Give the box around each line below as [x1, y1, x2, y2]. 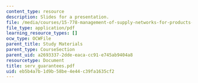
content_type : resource [6, 8, 65, 15]
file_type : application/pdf [6, 25, 75, 31]
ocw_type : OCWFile [6, 36, 51, 41]
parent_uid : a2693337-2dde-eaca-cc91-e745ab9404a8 [6, 52, 133, 58]
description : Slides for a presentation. [6, 14, 110, 20]
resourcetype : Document [6, 57, 65, 63]
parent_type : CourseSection [6, 47, 75, 53]
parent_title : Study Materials [6, 41, 83, 47]
